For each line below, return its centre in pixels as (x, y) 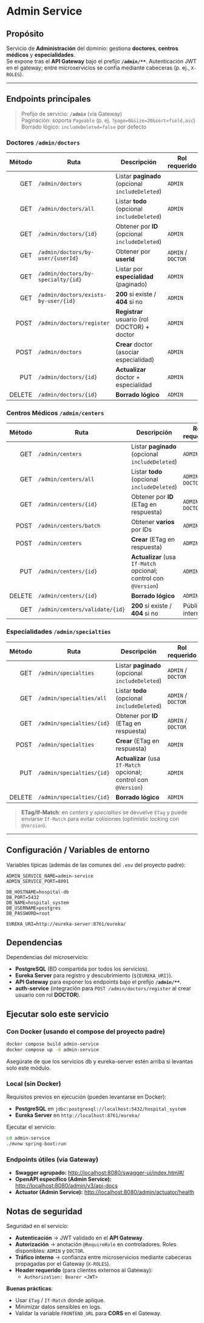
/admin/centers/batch (69, 526)
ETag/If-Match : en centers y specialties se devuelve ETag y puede (104, 812)
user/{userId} (58, 258)
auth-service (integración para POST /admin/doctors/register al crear (103, 988)
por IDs (142, 530)
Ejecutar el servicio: (31, 1127)
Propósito (25, 34)
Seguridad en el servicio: (37, 1225)
